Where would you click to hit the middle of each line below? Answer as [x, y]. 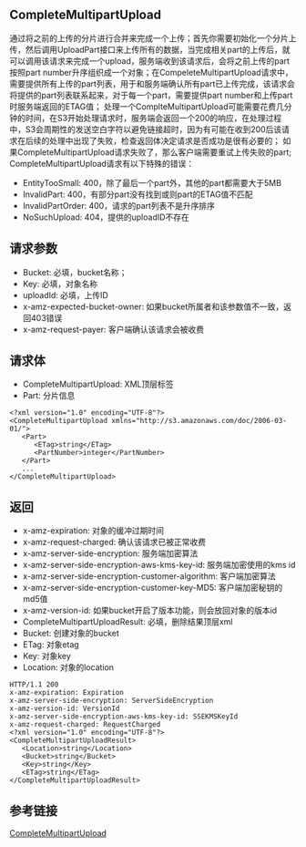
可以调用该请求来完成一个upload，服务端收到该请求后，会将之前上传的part [149, 61]
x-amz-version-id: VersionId [65, 709]
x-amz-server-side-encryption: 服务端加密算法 [110, 553]
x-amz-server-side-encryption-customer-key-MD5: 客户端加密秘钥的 [153, 588]
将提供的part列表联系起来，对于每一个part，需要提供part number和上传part [151, 95]
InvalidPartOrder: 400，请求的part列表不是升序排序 [119, 205]
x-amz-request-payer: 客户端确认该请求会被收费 [113, 329]
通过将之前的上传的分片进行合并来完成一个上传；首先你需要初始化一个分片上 [153, 38]
